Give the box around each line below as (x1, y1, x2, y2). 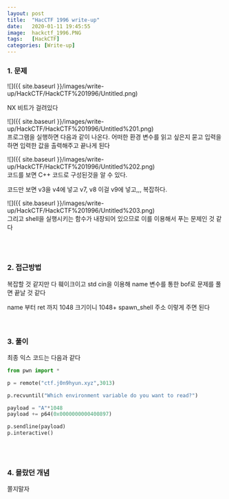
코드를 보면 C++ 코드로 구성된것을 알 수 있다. (7, 171, 128, 179)
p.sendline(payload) (7, 423, 67, 430)
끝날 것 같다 (14, 288, 46, 297)
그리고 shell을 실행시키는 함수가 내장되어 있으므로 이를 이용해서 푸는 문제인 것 (7, 215, 215, 223)
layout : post (7, 10, 45, 17)
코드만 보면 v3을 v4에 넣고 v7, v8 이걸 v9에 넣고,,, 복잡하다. (7, 185, 167, 193)
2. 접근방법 (7, 263, 42, 273)
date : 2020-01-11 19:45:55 (7, 23, 91, 30)
